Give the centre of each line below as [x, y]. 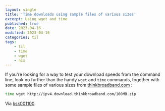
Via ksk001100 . [21, 104]
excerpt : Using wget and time [36, 19]
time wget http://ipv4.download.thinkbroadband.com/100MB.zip [71, 94]
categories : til [22, 38]
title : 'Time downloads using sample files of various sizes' [71, 14]
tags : [11, 42]
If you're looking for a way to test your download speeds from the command [83, 74]
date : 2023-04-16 [23, 28]
